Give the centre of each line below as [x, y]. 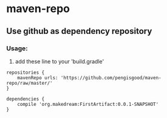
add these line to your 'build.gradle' [60, 61]
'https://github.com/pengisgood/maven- [111, 77]
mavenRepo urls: [38, 77]
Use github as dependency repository [79, 31]
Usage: [17, 48]
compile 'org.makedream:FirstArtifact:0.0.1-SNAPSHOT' [88, 104]
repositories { [26, 72]
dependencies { [26, 99]
